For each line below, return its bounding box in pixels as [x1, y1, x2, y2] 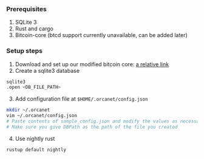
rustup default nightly [6, 146, 67, 153]
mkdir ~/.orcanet [6, 107, 50, 113]
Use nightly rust [15, 135, 55, 142]
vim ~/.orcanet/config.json [6, 113, 78, 119]
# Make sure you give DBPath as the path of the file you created [6, 124, 178, 130]
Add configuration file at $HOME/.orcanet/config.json [15, 95, 148, 103]
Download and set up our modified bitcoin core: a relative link [15, 60, 169, 68]
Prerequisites [6, 5, 47, 13]
